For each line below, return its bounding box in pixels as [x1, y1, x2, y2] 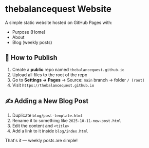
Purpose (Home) [12, 29, 46, 35]
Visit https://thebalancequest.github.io [12, 82, 94, 88]
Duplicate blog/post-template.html [12, 112, 83, 118]
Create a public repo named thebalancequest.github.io [12, 66, 125, 72]
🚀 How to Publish [5, 54, 57, 62]
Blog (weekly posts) [12, 39, 53, 45]
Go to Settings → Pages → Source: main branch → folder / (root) [12, 77, 145, 83]
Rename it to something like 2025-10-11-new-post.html [12, 117, 122, 123]
